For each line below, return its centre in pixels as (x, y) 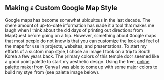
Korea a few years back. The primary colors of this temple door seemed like (82, 56)
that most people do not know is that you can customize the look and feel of (82, 41)
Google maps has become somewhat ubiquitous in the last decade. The (78, 20)
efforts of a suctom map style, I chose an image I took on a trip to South (78, 51)
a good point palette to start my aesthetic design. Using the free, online (77, 61)
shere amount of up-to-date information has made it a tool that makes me (80, 25)
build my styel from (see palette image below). (52, 72)
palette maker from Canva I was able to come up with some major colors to (81, 67)
